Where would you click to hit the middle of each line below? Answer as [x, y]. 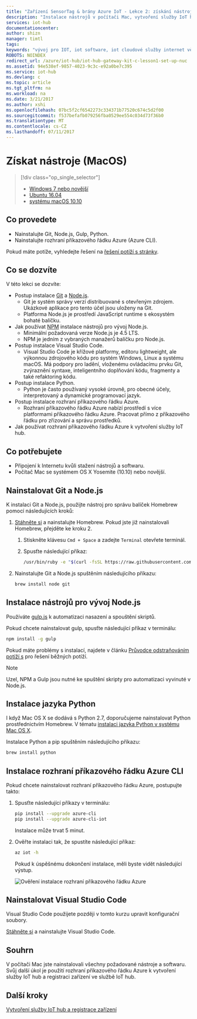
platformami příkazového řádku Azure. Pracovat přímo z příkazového [106, 414]
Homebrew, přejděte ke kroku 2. [53, 529]
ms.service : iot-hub [31, 72]
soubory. [17, 920]
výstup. [24, 870]
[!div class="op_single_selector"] [60, 177]
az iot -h [27, 853]
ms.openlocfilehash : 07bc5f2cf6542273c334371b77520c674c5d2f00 [85, 110]
